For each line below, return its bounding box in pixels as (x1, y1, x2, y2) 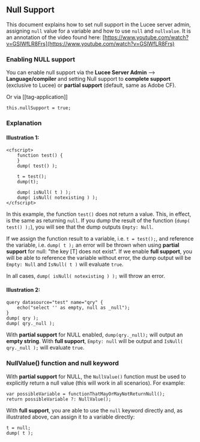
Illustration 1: (6, 134, 40, 141)
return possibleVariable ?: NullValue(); (6, 396, 112, 402)
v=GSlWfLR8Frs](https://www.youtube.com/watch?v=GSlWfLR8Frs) (6, 40, 175, 47)
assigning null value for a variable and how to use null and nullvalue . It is (6, 27, 191, 34)
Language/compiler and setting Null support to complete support (6, 75, 171, 83)
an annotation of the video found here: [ (6, 33, 105, 41)
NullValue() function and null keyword (6, 359, 119, 367)
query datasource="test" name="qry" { (6, 300, 103, 306)
